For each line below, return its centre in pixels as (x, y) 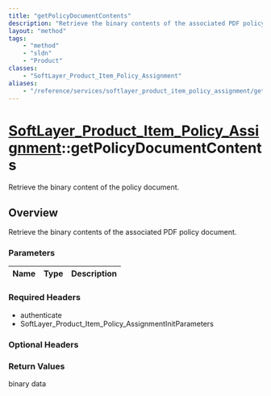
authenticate (41, 315)
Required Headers (44, 298)
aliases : (23, 83)
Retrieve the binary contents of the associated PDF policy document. (123, 232)
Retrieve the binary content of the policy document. (94, 187)
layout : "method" (38, 31)
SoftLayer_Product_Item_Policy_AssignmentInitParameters (117, 323)
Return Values (37, 366)
